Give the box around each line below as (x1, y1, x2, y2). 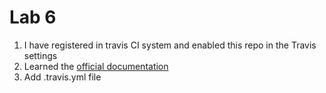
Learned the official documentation (23, 60, 169, 72)
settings (23, 49, 58, 61)
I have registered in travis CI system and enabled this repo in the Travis (23, 39, 317, 51)
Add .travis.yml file (23, 71, 102, 83)
